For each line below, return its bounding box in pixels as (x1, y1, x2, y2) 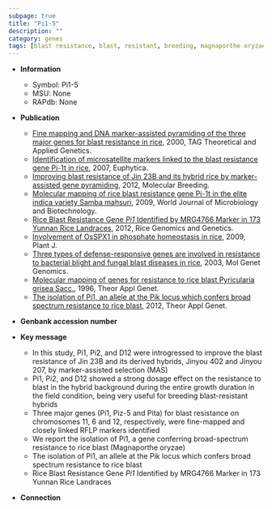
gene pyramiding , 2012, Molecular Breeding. (62, 180, 210, 190)
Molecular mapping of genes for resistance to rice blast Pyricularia (32, 275, 255, 284)
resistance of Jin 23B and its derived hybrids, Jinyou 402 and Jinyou (32, 357, 262, 366)
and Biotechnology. (32, 206, 97, 216)
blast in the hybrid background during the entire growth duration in (32, 383, 255, 392)
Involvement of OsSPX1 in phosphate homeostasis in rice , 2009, (32, 232, 246, 242)
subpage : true (8, 11, 57, 20)
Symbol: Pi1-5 (32, 80, 79, 90)
